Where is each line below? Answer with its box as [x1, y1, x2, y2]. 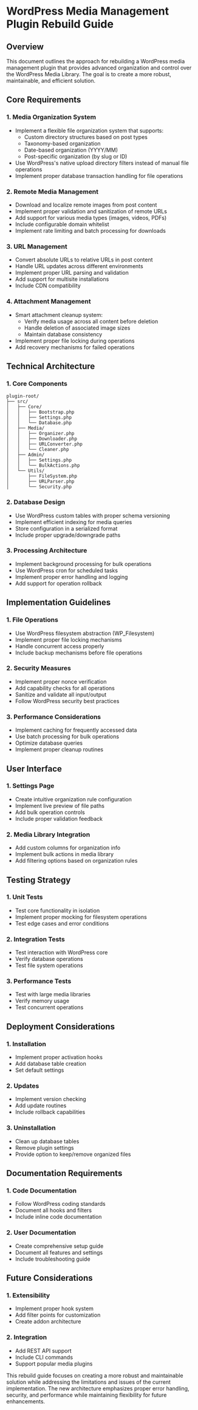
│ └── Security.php [6, 484, 72, 490]
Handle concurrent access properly [15, 642, 104, 650]
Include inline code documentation [15, 1213, 102, 1220]
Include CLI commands [15, 1353, 73, 1361]
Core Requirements [6, 94, 81, 105]
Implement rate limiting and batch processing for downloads [15, 227, 166, 234]
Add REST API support [15, 1347, 72, 1354]
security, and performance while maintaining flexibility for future [6, 1391, 167, 1398]
